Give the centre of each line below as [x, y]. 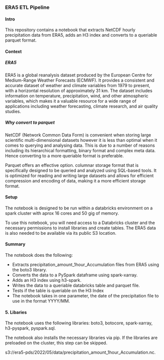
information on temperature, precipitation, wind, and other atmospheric [77, 96]
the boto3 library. [30, 270]
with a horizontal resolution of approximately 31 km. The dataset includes [79, 90]
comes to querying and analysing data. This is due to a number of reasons [80, 145]
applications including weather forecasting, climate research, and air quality [82, 106]
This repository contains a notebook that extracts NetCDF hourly [70, 30]
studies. [13, 111]
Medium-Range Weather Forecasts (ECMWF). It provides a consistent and [80, 80]
